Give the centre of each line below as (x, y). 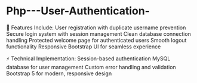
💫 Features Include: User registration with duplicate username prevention (96, 27)
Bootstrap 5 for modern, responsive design (59, 73)
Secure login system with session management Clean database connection (98, 33)
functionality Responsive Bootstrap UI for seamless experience (84, 47)
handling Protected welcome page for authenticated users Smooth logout (96, 40)
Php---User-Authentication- (78, 11)
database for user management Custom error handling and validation (91, 67)
